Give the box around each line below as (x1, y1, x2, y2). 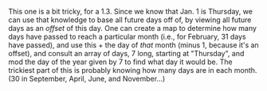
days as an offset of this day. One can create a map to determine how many (8, 24, 257, 32)
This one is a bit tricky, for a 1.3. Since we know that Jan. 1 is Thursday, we (8, 7, 253, 16)
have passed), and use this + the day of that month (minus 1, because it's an (8, 40, 259, 50)
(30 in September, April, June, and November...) (8, 74, 166, 83)
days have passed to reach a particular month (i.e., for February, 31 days (8, 32, 246, 41)
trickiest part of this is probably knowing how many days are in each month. (8, 66, 257, 74)
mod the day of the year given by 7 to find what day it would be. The (8, 57, 233, 66)
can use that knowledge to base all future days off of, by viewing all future (8, 15, 252, 25)
